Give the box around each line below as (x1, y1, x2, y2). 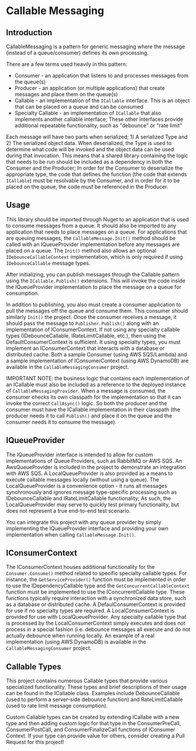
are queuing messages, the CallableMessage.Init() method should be (6, 234, 176, 241)
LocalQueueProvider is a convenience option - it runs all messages (6, 482, 168, 489)
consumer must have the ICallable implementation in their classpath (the (6, 406, 180, 413)
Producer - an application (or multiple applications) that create (14, 85, 165, 92)
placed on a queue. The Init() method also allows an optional (6, 247, 157, 254)
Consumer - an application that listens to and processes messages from (14, 72, 189, 79)
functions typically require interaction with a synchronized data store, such (6, 595, 187, 602)
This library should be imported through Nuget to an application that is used (6, 215, 189, 223)
